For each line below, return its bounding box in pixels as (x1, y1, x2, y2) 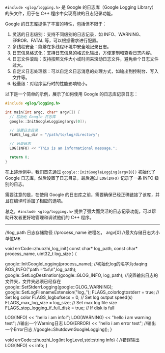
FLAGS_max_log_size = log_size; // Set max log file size (5, 299, 117, 305)
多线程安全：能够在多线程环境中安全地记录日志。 (12, 44, 111, 49)
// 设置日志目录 (9, 128, 38, 133)
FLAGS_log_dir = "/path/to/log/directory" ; (9, 132, 100, 137)
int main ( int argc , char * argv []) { (5, 110, 80, 115)
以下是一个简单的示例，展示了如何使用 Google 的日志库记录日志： (5, 91, 138, 97)
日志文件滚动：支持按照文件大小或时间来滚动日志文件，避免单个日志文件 (12, 56, 159, 62)
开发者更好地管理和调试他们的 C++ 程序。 (9, 214, 94, 220)
